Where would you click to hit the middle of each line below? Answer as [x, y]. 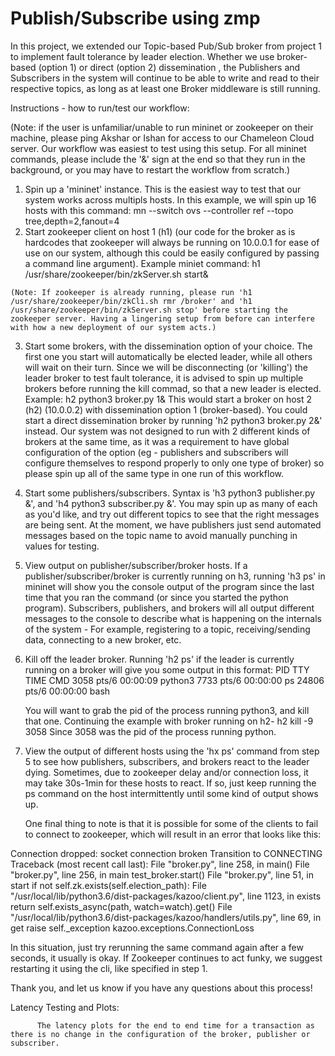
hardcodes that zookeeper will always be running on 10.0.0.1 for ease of [172, 242]
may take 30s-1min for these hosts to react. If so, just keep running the [170, 783]
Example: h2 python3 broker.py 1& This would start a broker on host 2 [168, 399]
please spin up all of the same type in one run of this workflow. [154, 473]
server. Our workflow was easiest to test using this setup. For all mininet [158, 148]
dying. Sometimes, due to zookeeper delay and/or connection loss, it [166, 772]
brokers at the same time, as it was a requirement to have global [157, 441]
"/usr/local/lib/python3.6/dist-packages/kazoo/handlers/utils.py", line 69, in [166, 917]
